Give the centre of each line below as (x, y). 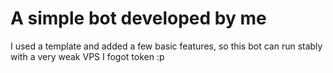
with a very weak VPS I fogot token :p (87, 56)
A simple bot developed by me (138, 18)
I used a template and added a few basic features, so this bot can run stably (166, 46)
